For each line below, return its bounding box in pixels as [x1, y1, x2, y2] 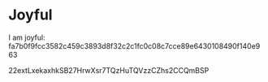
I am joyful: [8, 32, 46, 42]
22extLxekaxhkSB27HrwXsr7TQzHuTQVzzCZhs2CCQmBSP [8, 65, 210, 75]
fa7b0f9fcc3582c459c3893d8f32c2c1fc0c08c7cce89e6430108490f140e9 [8, 41, 261, 50]
